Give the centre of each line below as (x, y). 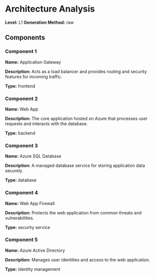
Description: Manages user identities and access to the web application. (77, 260)
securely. (14, 171)
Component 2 (21, 98)
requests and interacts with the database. (46, 123)
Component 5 (21, 240)
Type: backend (20, 133)
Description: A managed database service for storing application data (75, 165)
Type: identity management (33, 269)
